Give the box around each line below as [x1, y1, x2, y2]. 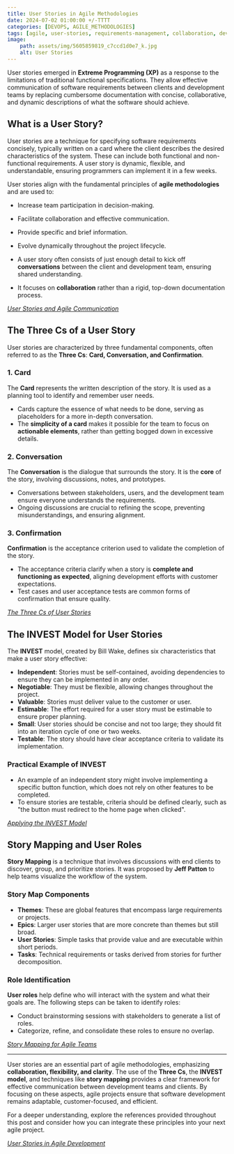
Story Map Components [7, 889, 90, 899]
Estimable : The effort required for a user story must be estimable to [17, 705, 212, 713]
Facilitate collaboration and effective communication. [17, 214, 170, 223]
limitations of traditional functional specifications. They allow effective [7, 75, 208, 84]
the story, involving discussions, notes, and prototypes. [7, 475, 166, 484]
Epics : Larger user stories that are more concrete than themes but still [17, 920, 219, 929]
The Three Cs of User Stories [7, 608, 92, 616]
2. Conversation [7, 452, 63, 461]
